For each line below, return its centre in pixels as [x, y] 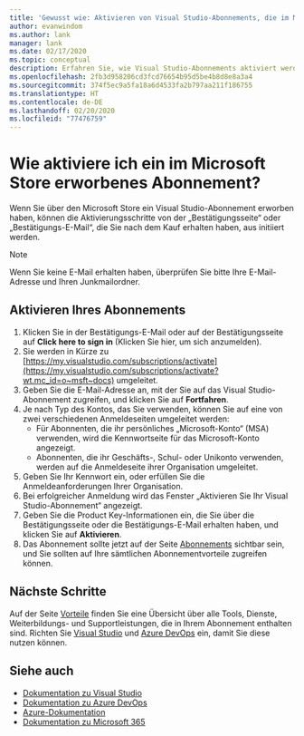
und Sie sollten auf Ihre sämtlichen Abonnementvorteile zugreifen [145, 553]
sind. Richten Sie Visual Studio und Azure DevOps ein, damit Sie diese [140, 633]
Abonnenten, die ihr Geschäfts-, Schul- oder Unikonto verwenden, [160, 457]
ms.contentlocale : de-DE [56, 102]
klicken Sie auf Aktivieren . [72, 534]
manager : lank [36, 43]
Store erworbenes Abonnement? [135, 183]
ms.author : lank [40, 34]
